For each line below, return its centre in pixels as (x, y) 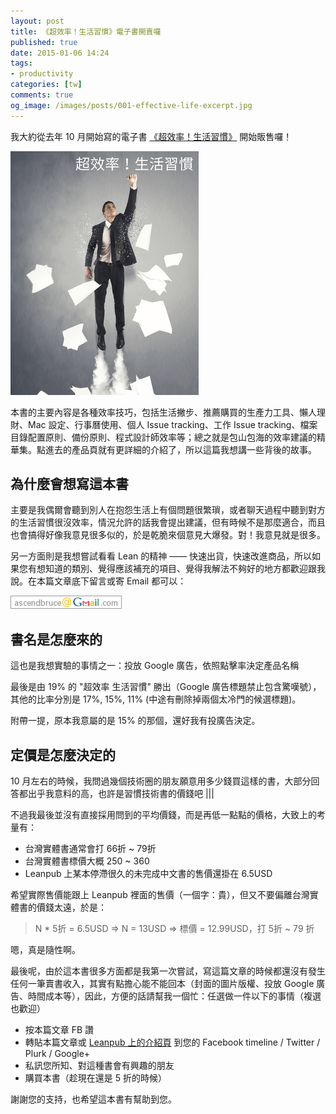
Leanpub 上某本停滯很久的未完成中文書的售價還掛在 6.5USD (148, 874)
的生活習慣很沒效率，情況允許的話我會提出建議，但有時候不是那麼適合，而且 (168, 522)
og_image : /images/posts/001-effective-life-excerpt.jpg (131, 105)
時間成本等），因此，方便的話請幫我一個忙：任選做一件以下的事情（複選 (174, 996)
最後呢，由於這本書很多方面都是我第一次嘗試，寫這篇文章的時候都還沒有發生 (168, 971)
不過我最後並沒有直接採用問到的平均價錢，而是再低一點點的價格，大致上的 (163, 815)
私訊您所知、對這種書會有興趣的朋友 (99, 1066)
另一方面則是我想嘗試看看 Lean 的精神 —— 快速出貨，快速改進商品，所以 (161, 556)
